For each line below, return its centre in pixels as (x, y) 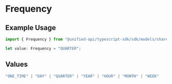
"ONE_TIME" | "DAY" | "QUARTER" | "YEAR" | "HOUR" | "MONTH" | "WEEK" (82, 76)
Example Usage (31, 28)
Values (17, 64)
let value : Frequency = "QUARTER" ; (43, 48)
